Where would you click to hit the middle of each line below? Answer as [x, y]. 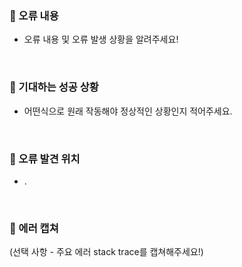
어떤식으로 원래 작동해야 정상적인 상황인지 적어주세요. [128, 111]
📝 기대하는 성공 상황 [54, 87]
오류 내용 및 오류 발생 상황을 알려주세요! [101, 39]
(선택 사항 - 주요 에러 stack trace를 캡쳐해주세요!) [106, 252]
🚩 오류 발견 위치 [45, 159]
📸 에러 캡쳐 [34, 228]
